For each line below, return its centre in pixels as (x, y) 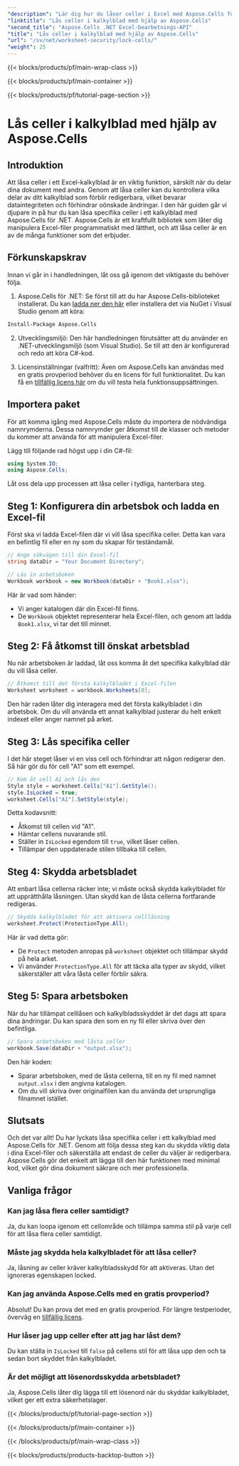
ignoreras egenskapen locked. (52, 1275)
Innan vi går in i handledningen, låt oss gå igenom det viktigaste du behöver (118, 274)
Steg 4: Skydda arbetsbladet (72, 872)
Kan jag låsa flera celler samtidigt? (68, 1210)
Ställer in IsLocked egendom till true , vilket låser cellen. (99, 842)
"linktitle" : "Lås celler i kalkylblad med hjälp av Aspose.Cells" (110, 21)
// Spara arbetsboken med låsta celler (67, 1041)
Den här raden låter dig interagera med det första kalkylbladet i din (105, 704)
